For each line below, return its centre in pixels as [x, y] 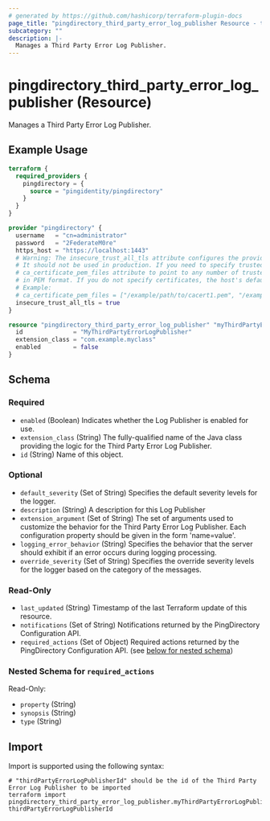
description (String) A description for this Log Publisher [112, 509]
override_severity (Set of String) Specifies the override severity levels [137, 560]
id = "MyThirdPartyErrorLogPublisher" [104, 332]
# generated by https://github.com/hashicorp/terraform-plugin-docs [125, 16]
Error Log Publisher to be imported [70, 788]
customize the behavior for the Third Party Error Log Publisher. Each [133, 527]
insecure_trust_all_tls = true [68, 302]
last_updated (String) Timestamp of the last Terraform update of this [133, 608]
